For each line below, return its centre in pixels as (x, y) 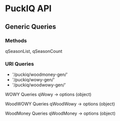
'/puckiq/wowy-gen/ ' (33, 80)
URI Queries (20, 64)
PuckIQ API (28, 9)
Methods (16, 41)
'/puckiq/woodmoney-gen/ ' (40, 74)
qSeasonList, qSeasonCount (34, 51)
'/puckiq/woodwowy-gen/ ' (39, 85)
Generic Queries (31, 27)
